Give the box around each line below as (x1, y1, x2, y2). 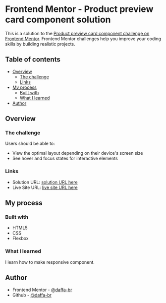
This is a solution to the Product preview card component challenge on (5, 30, 150, 36)
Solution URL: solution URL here (12, 179, 78, 185)
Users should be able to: (5, 140, 55, 147)
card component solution (5, 14, 111, 25)
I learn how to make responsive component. (5, 259, 95, 265)
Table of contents (5, 56, 60, 64)
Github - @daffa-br (12, 292, 52, 298)
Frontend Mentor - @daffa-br (12, 287, 72, 293)
